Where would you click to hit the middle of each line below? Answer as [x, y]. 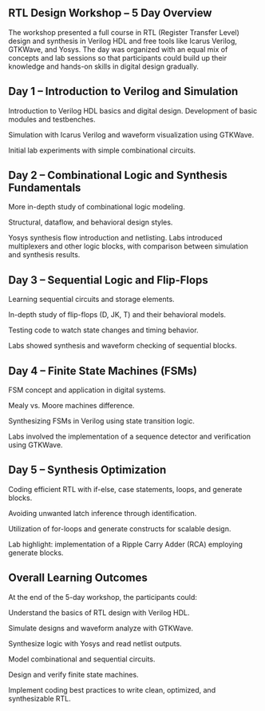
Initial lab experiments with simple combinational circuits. [102, 150]
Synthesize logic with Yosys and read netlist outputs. [95, 643]
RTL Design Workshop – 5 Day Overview [110, 13]
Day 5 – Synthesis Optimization [87, 470]
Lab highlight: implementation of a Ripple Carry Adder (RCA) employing [126, 544]
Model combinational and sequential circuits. [82, 659]
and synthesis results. [44, 255]
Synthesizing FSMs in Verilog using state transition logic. [102, 421]
